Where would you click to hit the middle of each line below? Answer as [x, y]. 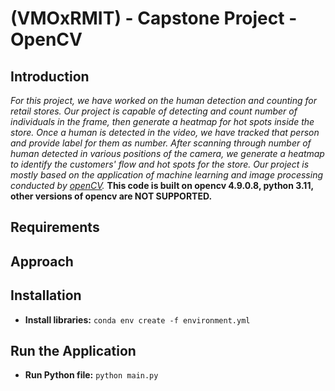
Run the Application [73, 350]
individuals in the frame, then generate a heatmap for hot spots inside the [162, 121]
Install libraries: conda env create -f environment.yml [137, 319]
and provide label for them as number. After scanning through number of [161, 143]
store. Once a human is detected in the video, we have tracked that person [165, 132]
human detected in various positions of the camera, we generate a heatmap [167, 153]
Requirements [55, 227]
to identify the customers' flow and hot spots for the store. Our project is [160, 164]
